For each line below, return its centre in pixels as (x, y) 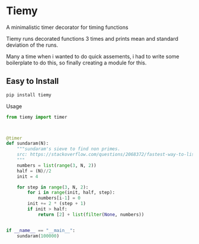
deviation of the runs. (32, 45)
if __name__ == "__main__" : (41, 230)
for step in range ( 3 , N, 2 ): (53, 187)
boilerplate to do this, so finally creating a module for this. (76, 63)
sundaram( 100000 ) (38, 236)
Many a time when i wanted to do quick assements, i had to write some (93, 56)
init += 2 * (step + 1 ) (57, 204)
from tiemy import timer (37, 117)
